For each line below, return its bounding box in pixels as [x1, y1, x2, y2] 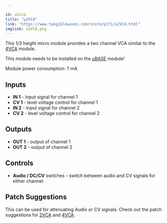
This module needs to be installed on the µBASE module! [5, 56, 125, 62]
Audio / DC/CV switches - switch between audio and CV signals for [12, 172, 156, 179]
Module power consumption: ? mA [5, 65, 78, 72]
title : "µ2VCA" [5, 16, 38, 22]
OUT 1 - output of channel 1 [12, 139, 70, 145]
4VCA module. [5, 46, 36, 52]
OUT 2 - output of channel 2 [12, 144, 73, 150]
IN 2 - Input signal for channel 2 [12, 105, 80, 111]
